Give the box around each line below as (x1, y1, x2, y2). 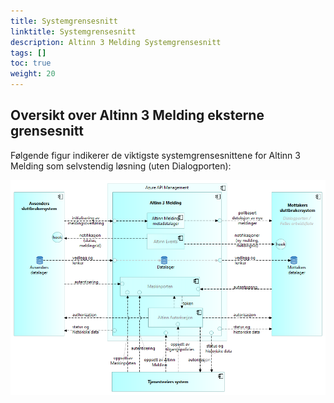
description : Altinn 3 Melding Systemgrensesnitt (10, 37, 222, 47)
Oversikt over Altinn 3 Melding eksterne (10, 107, 265, 124)
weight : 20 (10, 69, 56, 79)
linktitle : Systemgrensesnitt (10, 26, 137, 37)
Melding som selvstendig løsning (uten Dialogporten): (10, 160, 232, 172)
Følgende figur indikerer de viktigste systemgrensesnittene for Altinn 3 (10, 149, 301, 161)
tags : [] (10, 48, 47, 58)
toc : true (10, 58, 52, 69)
